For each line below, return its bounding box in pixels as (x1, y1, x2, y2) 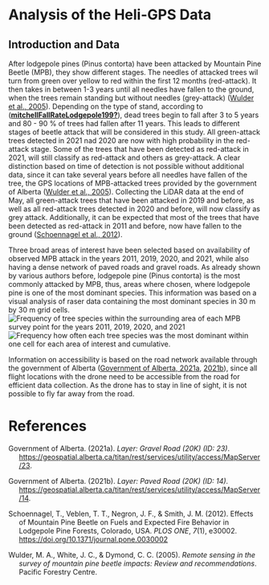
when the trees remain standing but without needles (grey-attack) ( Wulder (8, 93, 255, 102)
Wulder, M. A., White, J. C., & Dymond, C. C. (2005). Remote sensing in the (8, 550, 255, 559)
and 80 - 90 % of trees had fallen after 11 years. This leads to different (8, 119, 240, 128)
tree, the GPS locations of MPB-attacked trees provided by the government (8, 178, 257, 188)
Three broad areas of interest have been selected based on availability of (8, 245, 251, 255)
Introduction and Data (8, 38, 120, 51)
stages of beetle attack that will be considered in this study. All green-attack (8, 127, 261, 137)
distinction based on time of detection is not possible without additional (8, 162, 245, 170)
